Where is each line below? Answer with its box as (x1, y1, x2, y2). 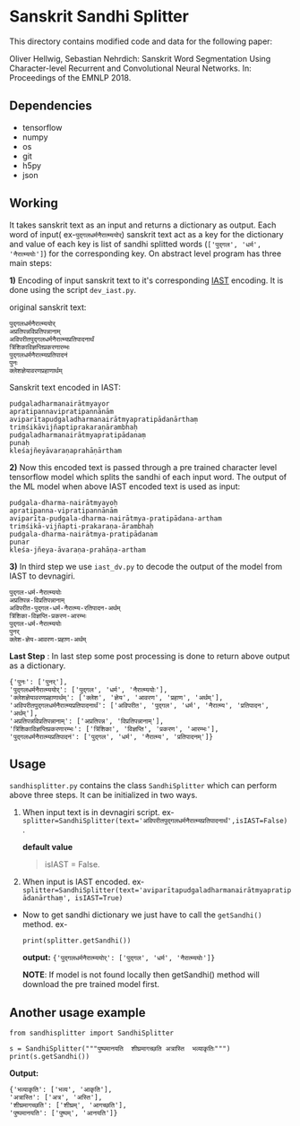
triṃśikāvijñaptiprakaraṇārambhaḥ (9, 423, 139, 432)
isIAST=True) (74, 894, 124, 903)
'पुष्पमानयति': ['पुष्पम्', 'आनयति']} (9, 1109, 118, 1118)
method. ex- (21, 919, 68, 930)
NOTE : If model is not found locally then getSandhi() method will (21, 969, 260, 980)
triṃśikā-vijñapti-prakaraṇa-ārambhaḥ (9, 521, 154, 530)
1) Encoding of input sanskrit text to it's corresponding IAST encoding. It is (9, 275, 284, 286)
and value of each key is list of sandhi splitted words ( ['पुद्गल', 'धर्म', (9, 238, 261, 249)
